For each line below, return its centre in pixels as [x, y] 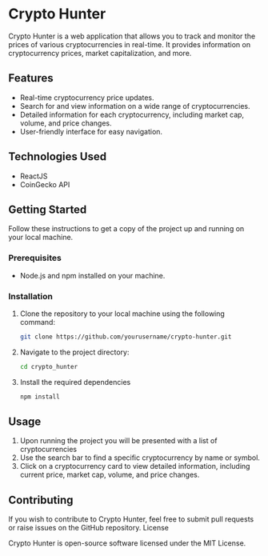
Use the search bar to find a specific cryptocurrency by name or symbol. [140, 458]
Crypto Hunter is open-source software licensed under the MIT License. [127, 543]
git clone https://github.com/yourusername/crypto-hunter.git [126, 337]
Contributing [41, 500]
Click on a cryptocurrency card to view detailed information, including [135, 466]
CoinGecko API [45, 184]
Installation [31, 296]
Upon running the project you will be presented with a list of [118, 441]
